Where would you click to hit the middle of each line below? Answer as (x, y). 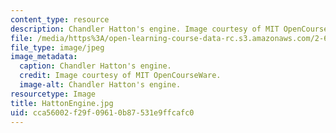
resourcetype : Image (53, 94)
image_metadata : (44, 57)
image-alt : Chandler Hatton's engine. (100, 85)
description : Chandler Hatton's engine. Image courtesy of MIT (145, 29)
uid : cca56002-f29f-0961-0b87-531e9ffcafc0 (102, 112)
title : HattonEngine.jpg (62, 103)
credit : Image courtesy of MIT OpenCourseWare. (120, 76)
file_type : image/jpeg (57, 47)
